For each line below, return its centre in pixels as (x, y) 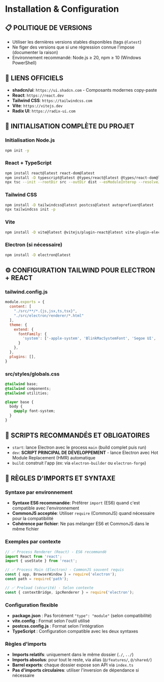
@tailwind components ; (28, 388)
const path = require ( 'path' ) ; (37, 579)
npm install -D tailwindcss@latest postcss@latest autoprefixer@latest (79, 205)
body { (16, 406)
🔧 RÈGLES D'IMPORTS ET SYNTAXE (60, 478)
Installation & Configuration (62, 9)
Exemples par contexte (33, 542)
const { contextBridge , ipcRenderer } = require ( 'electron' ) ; (70, 592)
